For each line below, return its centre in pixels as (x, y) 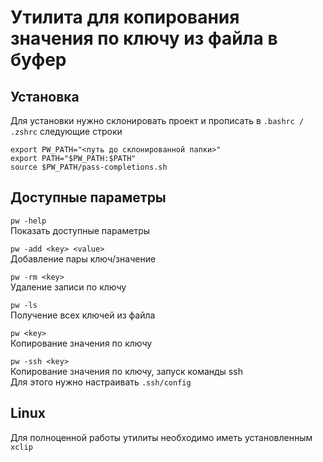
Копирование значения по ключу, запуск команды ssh (126, 371)
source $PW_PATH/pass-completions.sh (89, 167)
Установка (45, 96)
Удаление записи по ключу (68, 287)
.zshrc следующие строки (66, 131)
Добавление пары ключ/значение (83, 258)
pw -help (28, 221)
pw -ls (24, 305)
